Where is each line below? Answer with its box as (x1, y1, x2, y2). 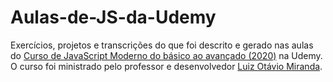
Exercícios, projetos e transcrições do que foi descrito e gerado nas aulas (10, 39, 314, 51)
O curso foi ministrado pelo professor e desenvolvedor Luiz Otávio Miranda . (10, 60, 323, 72)
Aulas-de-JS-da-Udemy (10, 6, 217, 29)
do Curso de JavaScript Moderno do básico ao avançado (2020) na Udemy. (10, 49, 323, 61)
